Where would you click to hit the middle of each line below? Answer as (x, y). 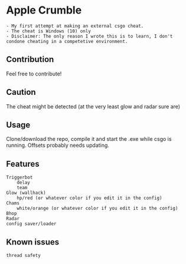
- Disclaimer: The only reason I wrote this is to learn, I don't (89, 36)
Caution (21, 92)
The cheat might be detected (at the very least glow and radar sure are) (93, 106)
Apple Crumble (44, 10)
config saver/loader (32, 224)
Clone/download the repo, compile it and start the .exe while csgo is (89, 139)
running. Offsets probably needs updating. (58, 146)
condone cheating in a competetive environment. (67, 41)
